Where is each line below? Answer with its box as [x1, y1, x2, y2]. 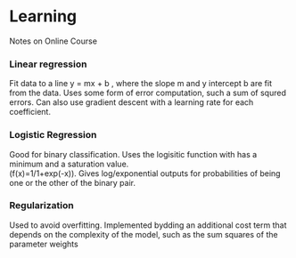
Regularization [9, 199, 74, 212]
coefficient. [9, 107, 52, 117]
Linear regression [9, 58, 87, 70]
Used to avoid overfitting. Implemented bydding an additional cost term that [9, 220, 287, 230]
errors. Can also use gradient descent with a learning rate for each [9, 97, 254, 108]
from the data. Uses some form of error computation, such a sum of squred [9, 87, 287, 99]
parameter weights [9, 238, 78, 249]
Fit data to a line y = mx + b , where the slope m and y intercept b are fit [9, 78, 273, 89]
